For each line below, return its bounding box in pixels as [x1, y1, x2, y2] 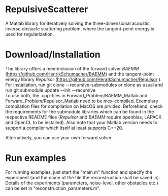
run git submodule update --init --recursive [5, 87, 95, 93]
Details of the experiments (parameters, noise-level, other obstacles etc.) [5, 180, 158, 186]
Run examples [5, 152, 66, 164]
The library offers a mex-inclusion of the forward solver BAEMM [5, 65, 139, 71]
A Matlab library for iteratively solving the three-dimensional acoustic [5, 20, 150, 26]
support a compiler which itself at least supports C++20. [5, 125, 123, 131]
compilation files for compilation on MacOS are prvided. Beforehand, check [5, 103, 163, 109]
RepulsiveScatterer [5, 4, 88, 15]
